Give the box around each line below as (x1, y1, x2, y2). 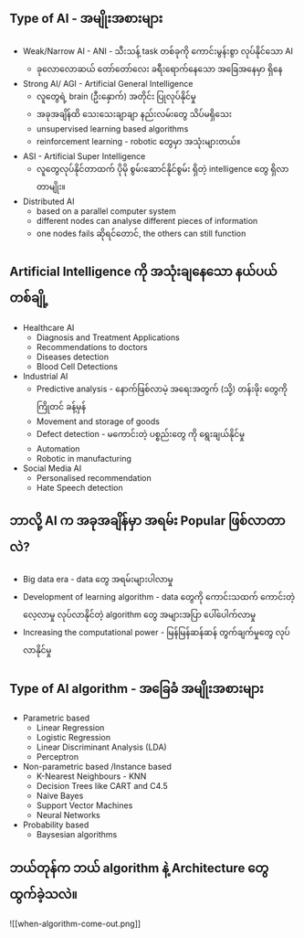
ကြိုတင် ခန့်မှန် (36, 400, 87, 411)
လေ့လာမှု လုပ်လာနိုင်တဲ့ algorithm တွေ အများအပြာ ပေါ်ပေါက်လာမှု (22, 609, 257, 620)
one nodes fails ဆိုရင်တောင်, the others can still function (36, 228, 246, 239)
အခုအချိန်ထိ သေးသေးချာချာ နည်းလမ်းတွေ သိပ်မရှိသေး (36, 108, 233, 119)
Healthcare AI (22, 322, 75, 333)
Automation (36, 442, 80, 454)
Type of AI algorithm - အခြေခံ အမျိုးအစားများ (9, 680, 265, 697)
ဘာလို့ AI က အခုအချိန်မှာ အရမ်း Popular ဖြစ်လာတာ (9, 513, 286, 528)
